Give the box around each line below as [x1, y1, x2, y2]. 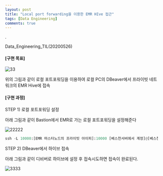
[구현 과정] [5, 95, 25, 100]
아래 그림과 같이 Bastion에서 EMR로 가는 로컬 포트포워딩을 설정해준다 [5, 117, 137, 122]
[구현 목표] [5, 55, 25, 61]
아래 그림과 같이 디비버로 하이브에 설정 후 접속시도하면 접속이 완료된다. [5, 156, 138, 161]
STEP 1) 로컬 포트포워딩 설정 [5, 106, 59, 112]
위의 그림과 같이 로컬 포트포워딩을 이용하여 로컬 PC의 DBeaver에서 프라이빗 [5, 77, 148, 82]
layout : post [5, 7, 32, 12]
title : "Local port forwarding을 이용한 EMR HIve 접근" [5, 12, 114, 17]
